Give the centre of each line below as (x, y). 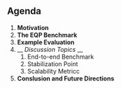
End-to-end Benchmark (60, 57)
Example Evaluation (46, 42)
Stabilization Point (53, 63)
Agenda (24, 11)
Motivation (33, 27)
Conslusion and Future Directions (66, 78)
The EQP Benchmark (47, 35)
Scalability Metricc (53, 71)
